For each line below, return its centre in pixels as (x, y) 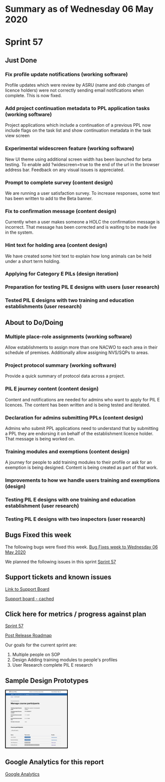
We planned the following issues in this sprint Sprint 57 (61, 562)
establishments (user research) (43, 307)
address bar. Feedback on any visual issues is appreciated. (65, 170)
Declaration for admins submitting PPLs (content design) (74, 418)
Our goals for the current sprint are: (41, 645)
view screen (17, 136)
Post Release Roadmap (28, 636)
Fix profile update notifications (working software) (67, 74)
